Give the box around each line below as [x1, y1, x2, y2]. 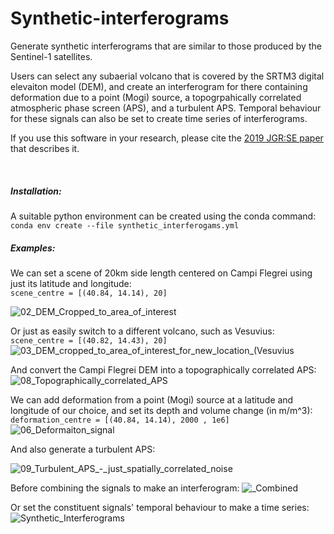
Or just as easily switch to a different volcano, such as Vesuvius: [10, 325, 275, 337]
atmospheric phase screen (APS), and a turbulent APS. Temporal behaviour [10, 102, 322, 114]
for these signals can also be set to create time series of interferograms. [10, 112, 308, 124]
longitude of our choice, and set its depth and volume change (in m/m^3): [10, 404, 313, 416]
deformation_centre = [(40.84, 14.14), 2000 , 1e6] [10, 415, 230, 425]
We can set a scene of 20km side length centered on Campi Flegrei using [10, 267, 313, 279]
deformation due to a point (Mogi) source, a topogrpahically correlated [10, 91, 302, 103]
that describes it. [10, 142, 80, 154]
